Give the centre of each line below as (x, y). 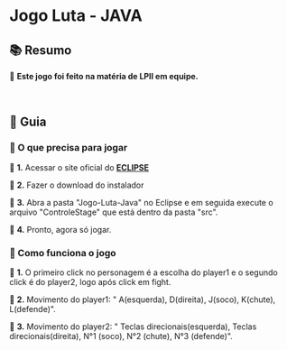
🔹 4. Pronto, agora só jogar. (60, 229)
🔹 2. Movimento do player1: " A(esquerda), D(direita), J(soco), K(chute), (143, 299)
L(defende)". (32, 309)
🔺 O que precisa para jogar (69, 148)
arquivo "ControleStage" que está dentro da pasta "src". (114, 212)
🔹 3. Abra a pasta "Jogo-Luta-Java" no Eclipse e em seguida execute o (141, 202)
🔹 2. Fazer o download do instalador (77, 185)
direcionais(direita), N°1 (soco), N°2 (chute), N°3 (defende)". (121, 336)
